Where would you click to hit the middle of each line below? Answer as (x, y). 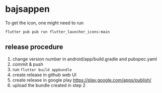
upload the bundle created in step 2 (49, 85)
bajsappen (28, 9)
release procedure (34, 47)
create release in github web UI (44, 75)
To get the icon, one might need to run (44, 23)
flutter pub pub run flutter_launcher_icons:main (58, 32)
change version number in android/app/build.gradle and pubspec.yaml (85, 59)
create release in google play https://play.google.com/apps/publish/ (82, 80)
